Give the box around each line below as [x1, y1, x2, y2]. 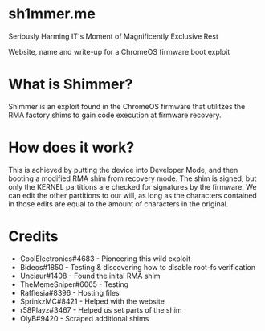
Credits [8, 227, 59, 245]
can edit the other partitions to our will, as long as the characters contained [8, 190, 257, 200]
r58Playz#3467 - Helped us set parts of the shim [19, 304, 182, 314]
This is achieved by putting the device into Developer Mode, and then [8, 165, 238, 174]
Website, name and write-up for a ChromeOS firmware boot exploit [8, 47, 230, 56]
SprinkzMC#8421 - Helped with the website [19, 296, 165, 306]
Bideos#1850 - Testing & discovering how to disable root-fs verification [19, 262, 255, 272]
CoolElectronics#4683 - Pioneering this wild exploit [19, 254, 191, 264]
